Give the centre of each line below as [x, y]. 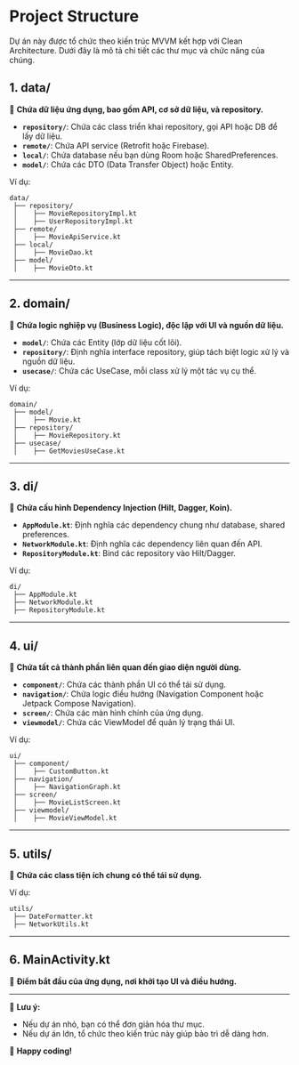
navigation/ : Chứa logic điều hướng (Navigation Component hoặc [143, 694]
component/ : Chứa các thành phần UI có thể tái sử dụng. [124, 685]
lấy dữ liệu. [42, 136]
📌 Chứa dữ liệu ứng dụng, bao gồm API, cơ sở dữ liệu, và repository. [137, 109]
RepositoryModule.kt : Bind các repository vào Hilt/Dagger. [129, 553]
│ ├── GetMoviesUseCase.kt [69, 451]
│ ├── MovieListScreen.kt [67, 803]
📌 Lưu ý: [25, 1006]
